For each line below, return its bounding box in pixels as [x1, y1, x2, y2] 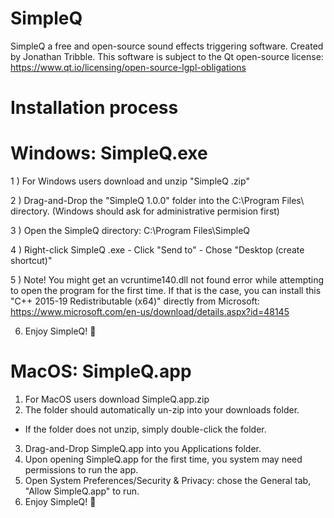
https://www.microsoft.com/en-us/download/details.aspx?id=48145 [10, 306, 290, 318]
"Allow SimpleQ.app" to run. [24, 485, 140, 497]
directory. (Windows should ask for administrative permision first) [10, 205, 280, 217]
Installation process [10, 97, 179, 119]
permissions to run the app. [24, 464, 139, 476]
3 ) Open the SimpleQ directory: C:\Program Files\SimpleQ [10, 225, 251, 237]
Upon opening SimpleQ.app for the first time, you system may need [24, 453, 303, 465]
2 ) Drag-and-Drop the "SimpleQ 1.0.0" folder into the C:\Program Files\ [10, 195, 305, 207]
